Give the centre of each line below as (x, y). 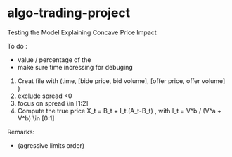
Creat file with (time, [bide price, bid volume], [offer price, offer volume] (121, 81)
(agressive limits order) (51, 145)
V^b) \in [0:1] (36, 118)
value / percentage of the (54, 59)
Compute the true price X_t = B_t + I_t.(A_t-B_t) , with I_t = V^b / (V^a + (120, 111)
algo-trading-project (69, 13)
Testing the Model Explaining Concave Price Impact (82, 32)
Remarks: (21, 132)
